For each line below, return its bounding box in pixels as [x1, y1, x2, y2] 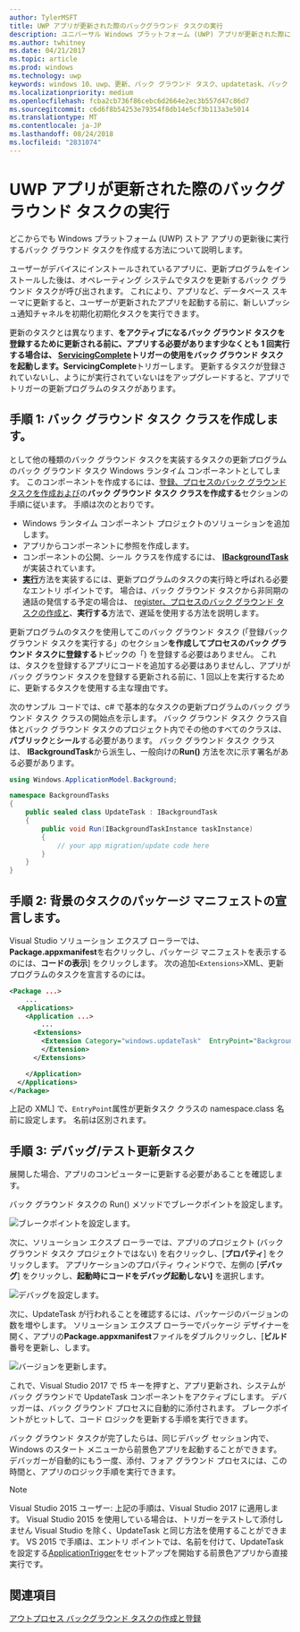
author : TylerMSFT [9, 13, 78, 22]
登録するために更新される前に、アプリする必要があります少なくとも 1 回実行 [9, 338, 290, 349]
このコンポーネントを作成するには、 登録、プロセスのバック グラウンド [26, 476, 287, 487]
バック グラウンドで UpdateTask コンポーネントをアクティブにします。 [9, 1391, 270, 1402]
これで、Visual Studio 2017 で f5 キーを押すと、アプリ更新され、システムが [9, 1380, 286, 1391]
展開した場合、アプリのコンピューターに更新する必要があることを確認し [9, 1169, 275, 1180]
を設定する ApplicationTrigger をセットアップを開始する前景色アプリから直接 [9, 1548, 288, 1559]
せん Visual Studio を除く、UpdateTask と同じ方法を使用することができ [16, 1525, 279, 1536]
